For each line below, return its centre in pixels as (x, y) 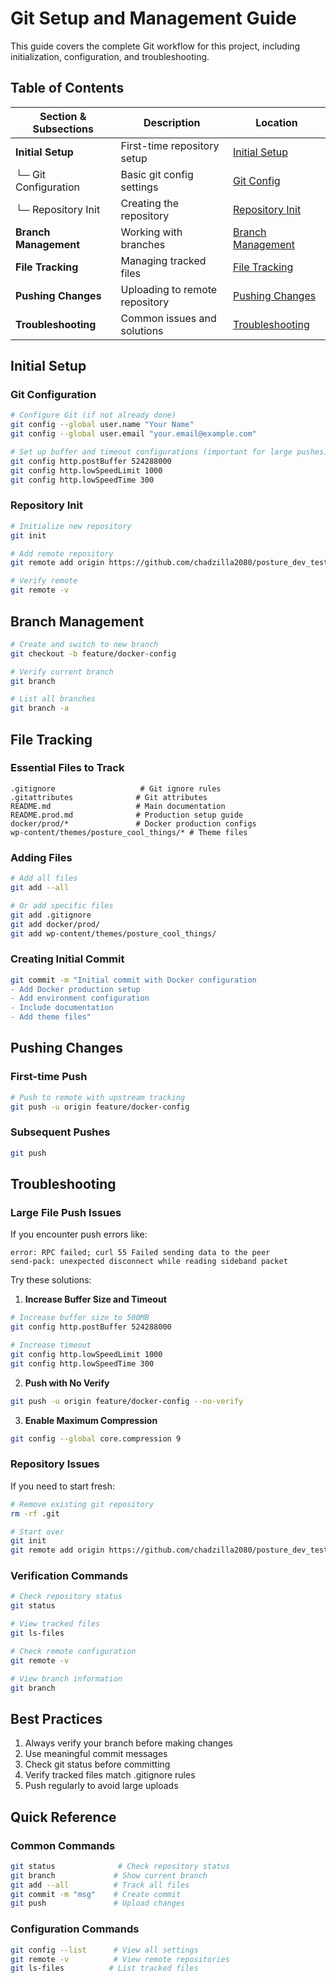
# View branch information (66, 1678)
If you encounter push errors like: (79, 1234)
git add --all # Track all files (100, 1885)
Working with (151, 232)
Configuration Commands (75, 1929)
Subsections (63, 129)
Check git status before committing (97, 1764)
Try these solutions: (51, 1280)
